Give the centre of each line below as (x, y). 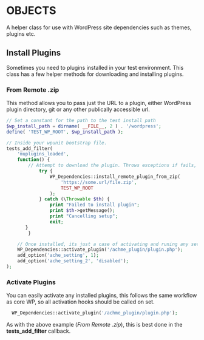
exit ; (56, 222)
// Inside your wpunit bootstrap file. (57, 143)
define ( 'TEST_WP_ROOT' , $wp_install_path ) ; (65, 132)
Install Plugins (34, 53)
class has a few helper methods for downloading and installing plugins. (95, 74)
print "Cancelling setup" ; (84, 216)
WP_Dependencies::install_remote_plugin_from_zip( (115, 177)
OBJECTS (31, 11)
